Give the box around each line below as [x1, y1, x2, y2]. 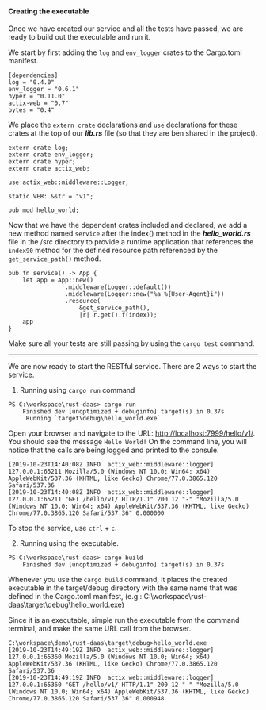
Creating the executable [8, 6, 89, 16]
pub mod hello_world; [8, 206, 80, 214]
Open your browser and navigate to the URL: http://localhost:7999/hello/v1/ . [8, 428, 256, 438]
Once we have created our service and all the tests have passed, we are [8, 24, 244, 33]
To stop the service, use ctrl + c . [8, 524, 117, 533]
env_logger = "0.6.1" [8, 86, 80, 94]
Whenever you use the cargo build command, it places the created [8, 575, 228, 585]
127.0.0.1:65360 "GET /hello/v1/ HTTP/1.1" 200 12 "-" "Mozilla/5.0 [8, 681, 239, 689]
